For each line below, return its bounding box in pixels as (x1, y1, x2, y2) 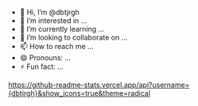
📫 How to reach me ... (19, 42, 94, 51)
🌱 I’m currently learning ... (19, 25, 105, 33)
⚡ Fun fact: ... (19, 62, 64, 71)
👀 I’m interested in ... (19, 16, 87, 25)
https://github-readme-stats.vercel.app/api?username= (8, 80, 190, 89)
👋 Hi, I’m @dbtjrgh (19, 8, 80, 17)
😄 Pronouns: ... (19, 53, 72, 62)
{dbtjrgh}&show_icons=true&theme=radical (8, 89, 151, 98)
